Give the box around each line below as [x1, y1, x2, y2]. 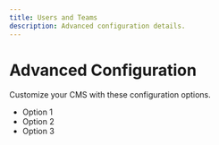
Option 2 [21, 116, 55, 127]
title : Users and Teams [9, 13, 98, 22]
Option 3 [21, 126, 55, 137]
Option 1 [21, 107, 54, 117]
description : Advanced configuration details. [9, 21, 186, 30]
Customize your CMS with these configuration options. [9, 90, 212, 100]
